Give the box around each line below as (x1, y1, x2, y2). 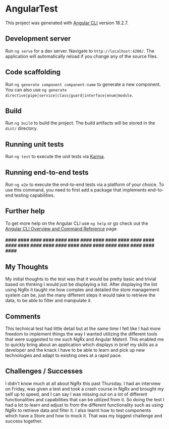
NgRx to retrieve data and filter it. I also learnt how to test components (5, 407, 151, 413)
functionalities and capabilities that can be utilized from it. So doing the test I (5, 396, 164, 402)
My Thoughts (5, 262, 49, 271)
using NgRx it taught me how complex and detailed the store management (5, 287, 159, 293)
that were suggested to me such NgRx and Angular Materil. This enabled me (5, 337, 164, 343)
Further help (5, 207, 45, 215)
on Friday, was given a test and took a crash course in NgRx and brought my (5, 386, 164, 392)
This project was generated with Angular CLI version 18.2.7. (5, 20, 129, 26)
